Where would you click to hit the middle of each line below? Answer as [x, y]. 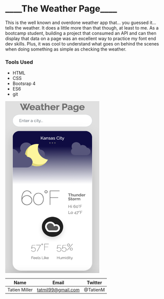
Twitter [95, 282]
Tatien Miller [20, 289]
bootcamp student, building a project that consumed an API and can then [81, 33]
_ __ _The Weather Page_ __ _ [61, 9]
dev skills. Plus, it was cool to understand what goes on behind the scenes [82, 43]
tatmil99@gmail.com [58, 289]
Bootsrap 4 [24, 83]
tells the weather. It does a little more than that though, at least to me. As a [82, 27]
